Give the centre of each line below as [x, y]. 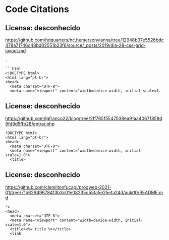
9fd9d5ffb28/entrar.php [30, 124]
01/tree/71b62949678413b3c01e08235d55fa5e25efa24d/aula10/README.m [84, 192]
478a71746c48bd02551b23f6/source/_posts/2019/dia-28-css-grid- [76, 45]
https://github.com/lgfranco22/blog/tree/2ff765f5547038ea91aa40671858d [84, 118]
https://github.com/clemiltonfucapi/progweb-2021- [58, 187]
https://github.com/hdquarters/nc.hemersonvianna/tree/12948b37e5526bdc [84, 40]
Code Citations [37, 9]
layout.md [16, 51]
